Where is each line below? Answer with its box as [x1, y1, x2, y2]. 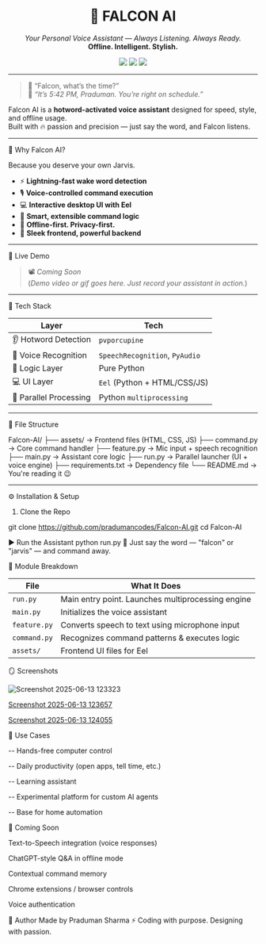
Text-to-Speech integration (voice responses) [8, 838, 158, 847]
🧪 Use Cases [8, 730, 51, 740]
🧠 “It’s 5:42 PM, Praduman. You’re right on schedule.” [27, 89, 203, 98]
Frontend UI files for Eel [60, 645, 149, 656]
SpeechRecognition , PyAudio [98, 349, 200, 360]
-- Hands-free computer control [8, 746, 112, 755]
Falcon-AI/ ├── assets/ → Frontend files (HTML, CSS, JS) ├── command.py [8, 435, 258, 444]
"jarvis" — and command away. [8, 546, 111, 555]
